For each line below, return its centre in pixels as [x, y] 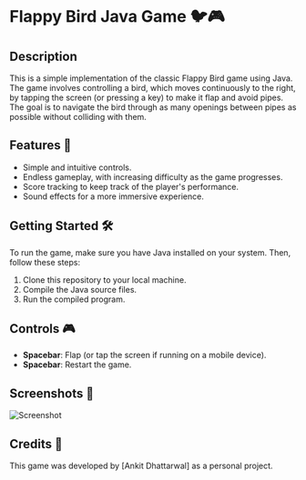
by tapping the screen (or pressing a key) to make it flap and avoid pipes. [147, 97]
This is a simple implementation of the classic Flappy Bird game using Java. [151, 78]
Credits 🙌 [36, 444]
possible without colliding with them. [78, 117]
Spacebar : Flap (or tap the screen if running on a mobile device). [144, 355]
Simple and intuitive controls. [77, 167]
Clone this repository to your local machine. [104, 280]
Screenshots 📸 [52, 393]
